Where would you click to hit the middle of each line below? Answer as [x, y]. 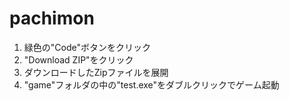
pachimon [52, 18]
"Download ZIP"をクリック [78, 59]
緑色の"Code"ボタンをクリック [87, 47]
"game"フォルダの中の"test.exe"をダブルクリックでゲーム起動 [151, 84]
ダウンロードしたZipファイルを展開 [96, 72]
